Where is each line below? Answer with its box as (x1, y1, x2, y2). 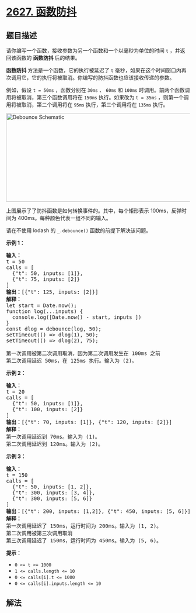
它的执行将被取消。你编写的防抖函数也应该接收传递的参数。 (31, 74, 175, 81)
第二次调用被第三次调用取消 (6, 530, 73, 536)
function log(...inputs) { (6, 308, 83, 315)
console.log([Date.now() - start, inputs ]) (12, 314, 142, 321)
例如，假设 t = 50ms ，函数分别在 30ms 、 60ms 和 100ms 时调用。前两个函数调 (6, 87, 190, 94)
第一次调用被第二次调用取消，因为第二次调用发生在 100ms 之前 (6, 350, 160, 357)
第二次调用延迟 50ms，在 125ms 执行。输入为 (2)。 (6, 357, 137, 364)
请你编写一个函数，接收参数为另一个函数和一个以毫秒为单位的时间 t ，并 (6, 47, 181, 54)
